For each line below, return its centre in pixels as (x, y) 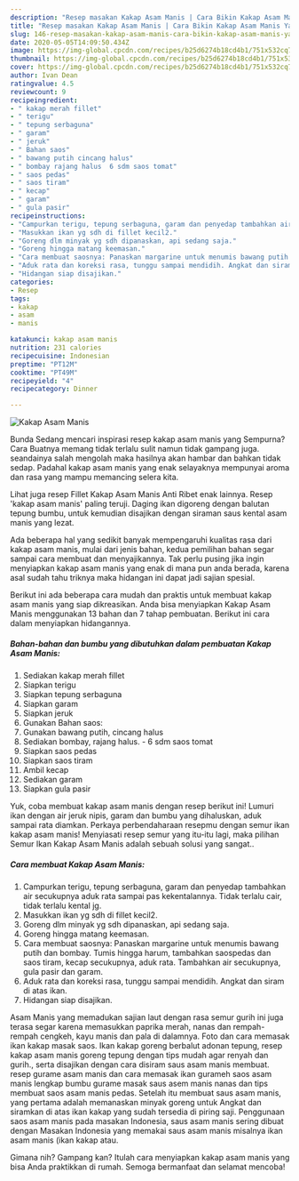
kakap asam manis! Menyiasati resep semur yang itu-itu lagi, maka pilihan (145, 835)
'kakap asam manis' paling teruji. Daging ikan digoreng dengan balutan (140, 504)
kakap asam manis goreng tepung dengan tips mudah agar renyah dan (139, 1056)
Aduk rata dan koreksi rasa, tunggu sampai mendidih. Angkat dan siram (153, 981)
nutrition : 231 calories (56, 348)
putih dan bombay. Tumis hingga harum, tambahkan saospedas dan (147, 953)
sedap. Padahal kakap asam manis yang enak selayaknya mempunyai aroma (150, 468)
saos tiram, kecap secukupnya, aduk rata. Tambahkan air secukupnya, (152, 962)
